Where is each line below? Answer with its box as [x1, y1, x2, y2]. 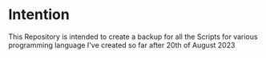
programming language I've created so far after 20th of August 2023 [8, 40, 236, 49]
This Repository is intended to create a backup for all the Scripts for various [8, 32, 258, 41]
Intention [8, 6, 70, 24]
